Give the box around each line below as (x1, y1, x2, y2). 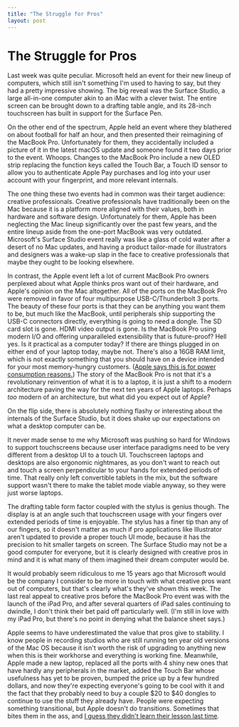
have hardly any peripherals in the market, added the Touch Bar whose (7, 666, 216, 675)
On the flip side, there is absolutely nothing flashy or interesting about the (7, 407, 223, 416)
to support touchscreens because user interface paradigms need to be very (7, 443, 230, 452)
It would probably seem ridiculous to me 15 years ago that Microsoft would (7, 569, 226, 578)
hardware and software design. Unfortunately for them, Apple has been (7, 212, 217, 221)
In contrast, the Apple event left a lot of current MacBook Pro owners (7, 272, 210, 280)
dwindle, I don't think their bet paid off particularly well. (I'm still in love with (7, 607, 229, 616)
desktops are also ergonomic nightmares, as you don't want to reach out (7, 458, 221, 467)
